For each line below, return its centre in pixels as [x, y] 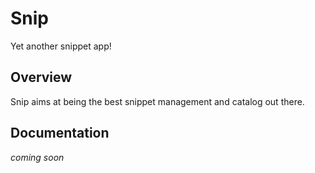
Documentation [60, 133]
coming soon [37, 157]
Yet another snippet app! [61, 46]
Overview [41, 77]
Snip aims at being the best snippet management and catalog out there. [157, 101]
